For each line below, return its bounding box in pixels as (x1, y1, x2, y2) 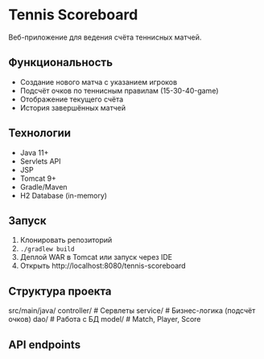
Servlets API (19, 156, 62, 166)
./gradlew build (19, 245, 75, 253)
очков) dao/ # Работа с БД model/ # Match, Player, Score (8, 315, 201, 324)
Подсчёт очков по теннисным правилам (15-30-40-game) (19, 86, 219, 95)
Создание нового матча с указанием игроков (19, 77, 178, 86)
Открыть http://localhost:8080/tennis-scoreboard (19, 261, 187, 271)
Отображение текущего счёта (19, 94, 124, 104)
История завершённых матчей (19, 102, 126, 112)
